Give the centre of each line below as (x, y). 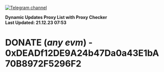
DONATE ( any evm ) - (49, 43)
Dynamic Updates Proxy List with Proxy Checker (56, 17)
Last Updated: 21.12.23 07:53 (36, 23)
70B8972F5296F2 (43, 64)
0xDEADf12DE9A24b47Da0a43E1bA (82, 53)
